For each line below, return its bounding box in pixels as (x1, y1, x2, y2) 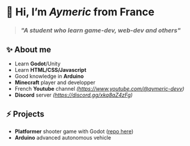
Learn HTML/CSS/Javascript (14, 66, 87, 73)
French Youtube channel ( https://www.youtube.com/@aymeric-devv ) (14, 85, 185, 92)
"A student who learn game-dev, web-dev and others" (20, 26, 181, 35)
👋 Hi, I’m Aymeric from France (6, 5, 155, 19)
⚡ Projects (6, 109, 45, 120)
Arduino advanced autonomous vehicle (14, 134, 112, 141)
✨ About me (6, 44, 51, 55)
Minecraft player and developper (14, 79, 96, 86)
